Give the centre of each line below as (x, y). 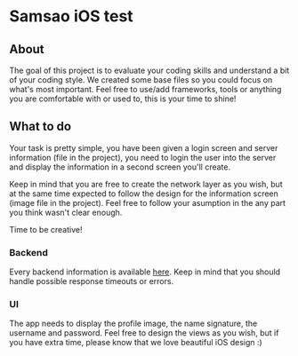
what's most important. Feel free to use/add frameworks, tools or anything (145, 89)
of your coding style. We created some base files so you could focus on (141, 80)
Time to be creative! (46, 229)
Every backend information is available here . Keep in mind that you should (145, 272)
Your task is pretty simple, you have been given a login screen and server (144, 147)
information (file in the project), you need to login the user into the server (143, 157)
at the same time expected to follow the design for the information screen (144, 194)
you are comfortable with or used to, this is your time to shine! (123, 99)
